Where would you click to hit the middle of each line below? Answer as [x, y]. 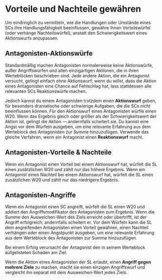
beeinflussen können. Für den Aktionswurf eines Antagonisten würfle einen [81, 111]
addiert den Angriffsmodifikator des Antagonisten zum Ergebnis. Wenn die [80, 212]
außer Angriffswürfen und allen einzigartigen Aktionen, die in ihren [72, 70]
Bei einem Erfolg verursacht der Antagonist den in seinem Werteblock [75, 247]
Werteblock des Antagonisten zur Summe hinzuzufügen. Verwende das [77, 132]
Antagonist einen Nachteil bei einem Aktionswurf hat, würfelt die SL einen [79, 174]
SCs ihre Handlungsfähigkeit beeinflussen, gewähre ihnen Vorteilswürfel [78, 27]
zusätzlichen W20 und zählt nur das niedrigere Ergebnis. [62, 180]
